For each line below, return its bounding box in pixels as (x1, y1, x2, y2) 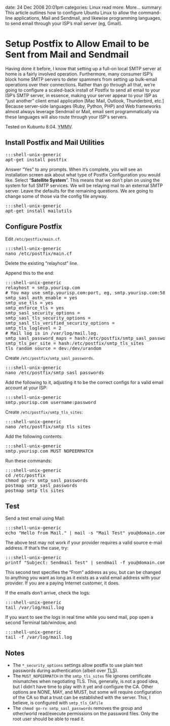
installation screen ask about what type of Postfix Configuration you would (5, 171, 161, 177)
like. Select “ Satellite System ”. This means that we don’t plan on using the (5, 177, 160, 183)
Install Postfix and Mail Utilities (5, 139, 105, 147)
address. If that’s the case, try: (5, 545, 69, 551)
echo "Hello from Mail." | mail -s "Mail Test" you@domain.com (5, 530, 165, 536)
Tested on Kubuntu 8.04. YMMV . (5, 123, 73, 129)
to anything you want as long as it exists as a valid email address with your (5, 575, 161, 581)
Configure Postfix (5, 222, 62, 231)
